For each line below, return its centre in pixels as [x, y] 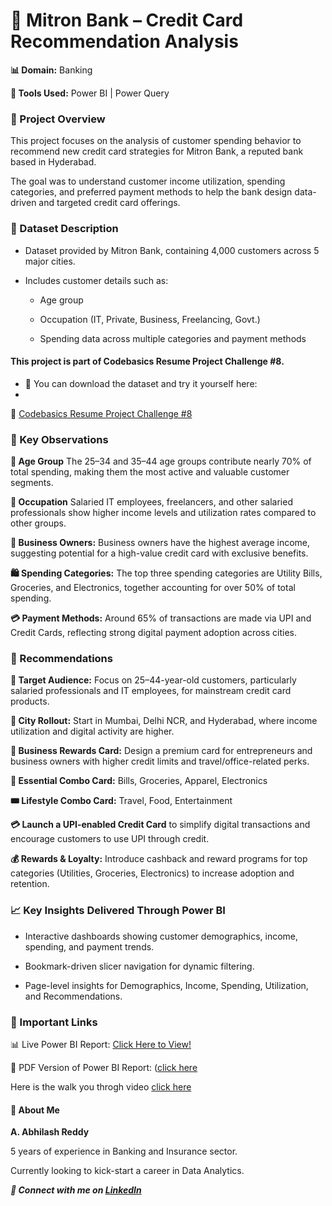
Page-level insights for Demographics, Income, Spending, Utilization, [166, 985]
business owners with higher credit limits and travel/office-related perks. [160, 761]
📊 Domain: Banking [51, 70]
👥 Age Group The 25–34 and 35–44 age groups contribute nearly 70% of [161, 461]
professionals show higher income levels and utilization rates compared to [163, 513]
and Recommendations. [73, 996]
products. [30, 701]
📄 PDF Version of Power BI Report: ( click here [104, 1067]
